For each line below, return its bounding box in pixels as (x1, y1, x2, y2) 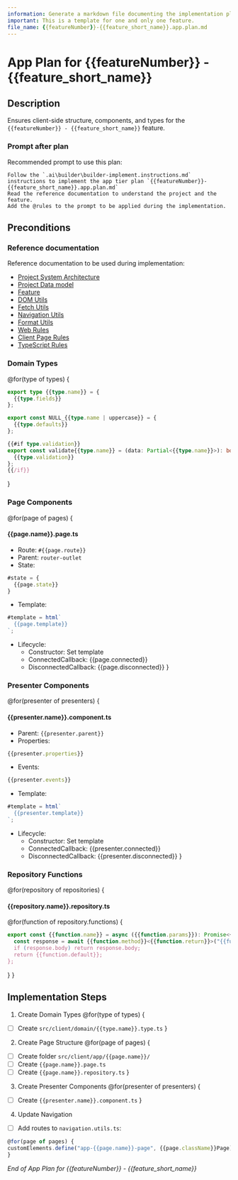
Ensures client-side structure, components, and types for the (7, 116, 186, 125)
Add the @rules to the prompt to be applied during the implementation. (7, 202, 227, 209)
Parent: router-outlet (17, 553, 82, 562)
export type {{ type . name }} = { (7, 388, 100, 395)
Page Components (7, 498, 73, 508)
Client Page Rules (17, 333, 69, 342)
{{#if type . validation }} (7, 440, 81, 447)
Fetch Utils (17, 303, 50, 312)
